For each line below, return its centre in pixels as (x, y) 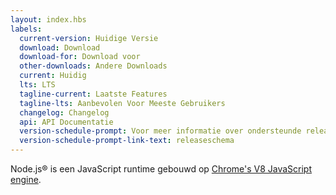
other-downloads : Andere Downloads (93, 66)
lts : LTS (37, 85)
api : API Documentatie (66, 122)
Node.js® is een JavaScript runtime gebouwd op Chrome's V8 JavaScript (161, 169)
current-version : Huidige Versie (89, 38)
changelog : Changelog (64, 112)
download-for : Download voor (80, 57)
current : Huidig (53, 76)
